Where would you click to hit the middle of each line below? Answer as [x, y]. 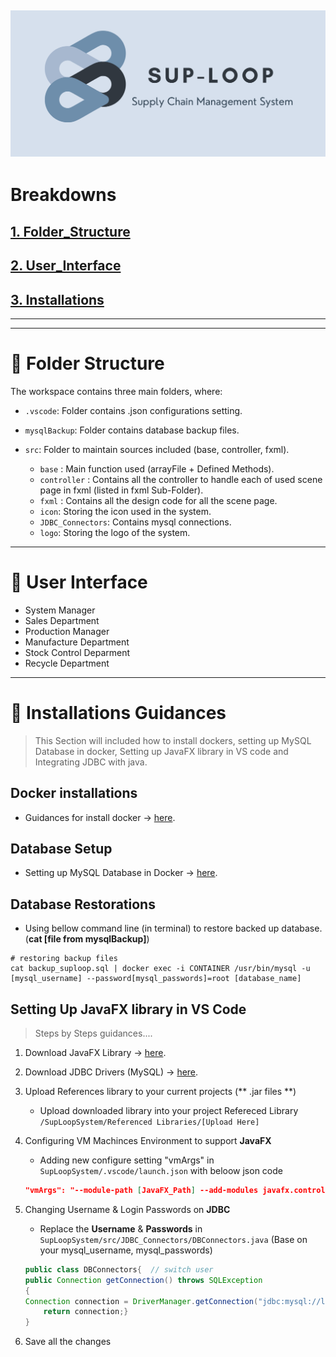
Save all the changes [68, 1342]
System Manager [60, 610]
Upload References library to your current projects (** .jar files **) [160, 1092]
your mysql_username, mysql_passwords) [126, 1250]
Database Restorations [83, 904]
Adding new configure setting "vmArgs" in [127, 1160]
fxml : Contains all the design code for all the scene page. [158, 500]
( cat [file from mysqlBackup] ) [87, 939]
